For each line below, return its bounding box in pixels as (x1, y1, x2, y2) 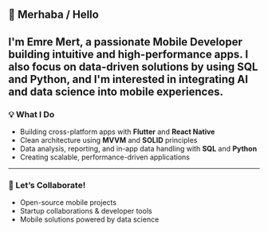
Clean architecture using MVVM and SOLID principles (19, 136, 198, 145)
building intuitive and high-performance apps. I (8, 47, 249, 61)
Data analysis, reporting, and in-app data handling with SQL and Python (19, 144, 258, 154)
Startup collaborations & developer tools (19, 206, 153, 216)
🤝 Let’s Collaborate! (8, 180, 86, 191)
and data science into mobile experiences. (8, 85, 223, 98)
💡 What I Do (8, 108, 55, 120)
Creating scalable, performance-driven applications (19, 152, 190, 162)
